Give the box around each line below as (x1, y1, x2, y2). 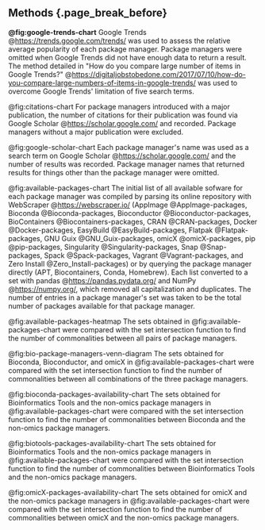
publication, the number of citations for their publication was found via (8, 110, 238, 120)
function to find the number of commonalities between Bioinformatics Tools (8, 463, 255, 473)
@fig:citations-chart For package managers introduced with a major (8, 102, 230, 111)
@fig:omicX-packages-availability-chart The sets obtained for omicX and (8, 487, 248, 497)
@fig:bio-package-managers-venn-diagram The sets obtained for (8, 348, 225, 358)
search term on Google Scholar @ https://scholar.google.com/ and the (8, 151, 236, 160)
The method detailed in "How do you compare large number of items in (8, 61, 241, 71)
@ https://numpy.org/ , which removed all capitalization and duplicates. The (8, 284, 252, 294)
